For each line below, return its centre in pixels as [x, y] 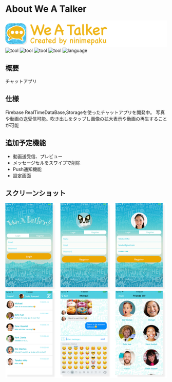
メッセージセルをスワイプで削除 [46, 163]
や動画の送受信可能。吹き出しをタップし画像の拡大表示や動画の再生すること [86, 119]
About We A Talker [46, 9]
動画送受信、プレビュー [37, 156]
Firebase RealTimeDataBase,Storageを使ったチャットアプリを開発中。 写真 [85, 112]
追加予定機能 [26, 143]
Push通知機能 [27, 169]
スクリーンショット [35, 193]
